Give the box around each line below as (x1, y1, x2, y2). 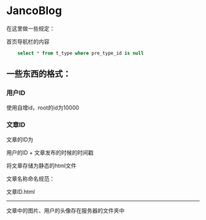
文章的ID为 (6, 136, 34, 143)
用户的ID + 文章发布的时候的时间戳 (6, 149, 94, 156)
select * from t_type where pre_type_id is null (17, 50, 144, 56)
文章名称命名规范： (6, 175, 55, 182)
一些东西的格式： (6, 69, 71, 79)
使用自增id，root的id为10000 (6, 104, 80, 111)
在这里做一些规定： (6, 25, 55, 32)
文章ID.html (6, 188, 35, 195)
